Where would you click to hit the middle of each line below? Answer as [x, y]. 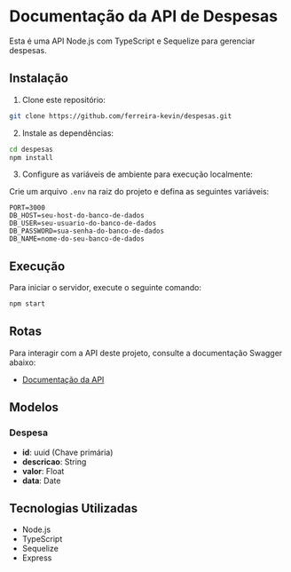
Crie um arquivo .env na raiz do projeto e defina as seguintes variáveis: [139, 192]
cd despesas [31, 149]
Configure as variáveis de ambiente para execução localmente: [137, 174]
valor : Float [43, 471]
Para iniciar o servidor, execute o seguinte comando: [106, 288]
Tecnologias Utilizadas [74, 508]
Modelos [34, 407]
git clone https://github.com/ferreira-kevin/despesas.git [121, 116]
